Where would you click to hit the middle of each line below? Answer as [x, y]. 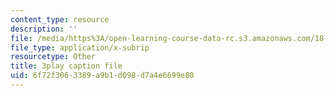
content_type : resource [60, 19]
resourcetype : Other [53, 57]
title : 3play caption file [66, 66]
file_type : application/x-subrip [80, 47]
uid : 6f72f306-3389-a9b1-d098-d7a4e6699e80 [102, 76]
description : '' [44, 29]
